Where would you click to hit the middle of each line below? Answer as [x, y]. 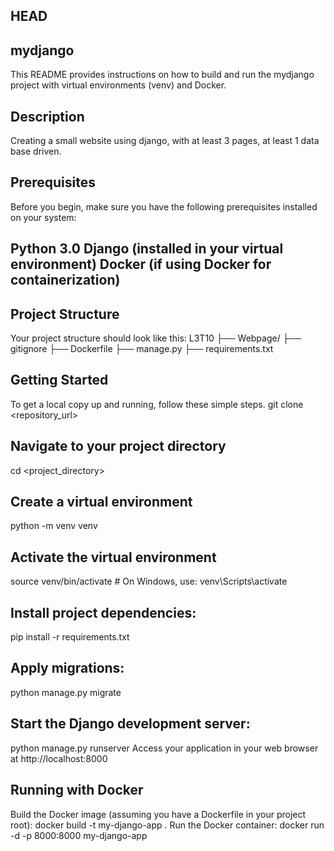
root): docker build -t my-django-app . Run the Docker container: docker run [167, 825]
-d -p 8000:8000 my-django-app [79, 835]
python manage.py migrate [66, 692]
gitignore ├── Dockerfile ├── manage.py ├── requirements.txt [142, 349]
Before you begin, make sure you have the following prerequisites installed [164, 206]
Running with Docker [77, 790]
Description [47, 116]
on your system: [43, 217]
